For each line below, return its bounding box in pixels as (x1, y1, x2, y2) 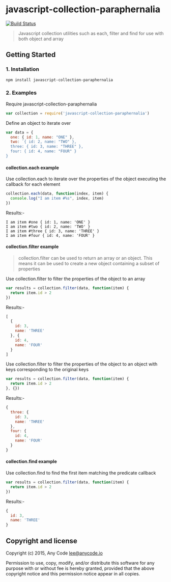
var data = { (6, 130, 34, 135)
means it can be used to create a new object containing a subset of (18, 260, 160, 266)
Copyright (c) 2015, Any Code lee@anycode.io (6, 550, 103, 556)
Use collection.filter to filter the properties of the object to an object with (6, 361, 158, 367)
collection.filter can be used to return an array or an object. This (18, 255, 153, 261)
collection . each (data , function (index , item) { (6, 191, 109, 197)
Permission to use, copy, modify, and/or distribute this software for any (6, 560, 155, 566)
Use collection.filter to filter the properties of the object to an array (6, 275, 146, 282)
